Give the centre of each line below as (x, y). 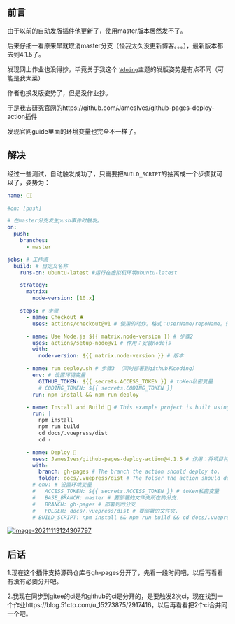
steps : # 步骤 (39, 311)
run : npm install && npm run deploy (86, 395)
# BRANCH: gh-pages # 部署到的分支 (84, 504)
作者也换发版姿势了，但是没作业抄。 (59, 92)
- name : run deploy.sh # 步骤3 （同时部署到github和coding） (111, 369)
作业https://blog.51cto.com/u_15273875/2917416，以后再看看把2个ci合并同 (120, 605)
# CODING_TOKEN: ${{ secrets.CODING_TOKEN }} (106, 388)
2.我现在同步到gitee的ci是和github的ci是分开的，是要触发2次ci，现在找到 (112, 596)
